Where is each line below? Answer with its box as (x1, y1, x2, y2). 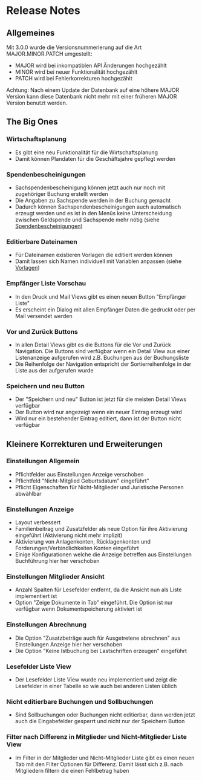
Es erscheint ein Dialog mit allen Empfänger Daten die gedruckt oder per (15, 306, 196, 313)
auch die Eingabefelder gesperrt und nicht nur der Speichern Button (15, 718, 185, 725)
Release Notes (6, 4, 80, 18)
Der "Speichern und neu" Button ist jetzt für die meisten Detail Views (15, 395, 187, 403)
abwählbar (15, 490, 42, 497)
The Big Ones (6, 117, 58, 127)
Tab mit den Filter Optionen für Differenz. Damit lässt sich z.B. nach (15, 760, 183, 768)
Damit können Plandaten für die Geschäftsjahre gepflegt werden (15, 155, 175, 162)
